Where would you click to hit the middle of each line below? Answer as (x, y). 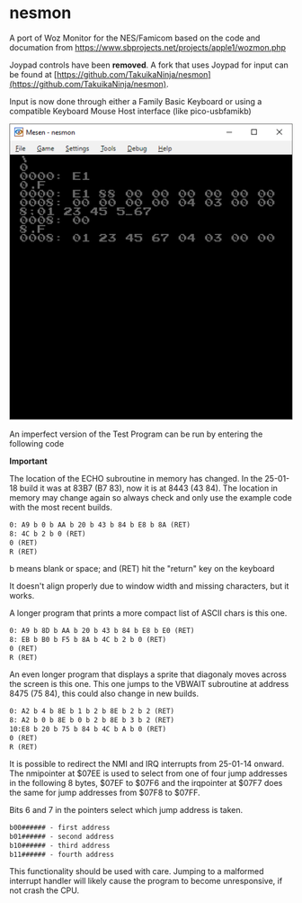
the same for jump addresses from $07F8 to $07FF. (105, 793)
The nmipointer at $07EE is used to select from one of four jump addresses (148, 773)
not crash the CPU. (44, 890)
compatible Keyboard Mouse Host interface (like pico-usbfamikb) (130, 111)
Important (28, 461)
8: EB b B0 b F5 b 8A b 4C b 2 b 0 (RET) (88, 640)
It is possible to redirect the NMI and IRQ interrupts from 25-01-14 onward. (147, 764)
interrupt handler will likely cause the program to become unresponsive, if (146, 881)
